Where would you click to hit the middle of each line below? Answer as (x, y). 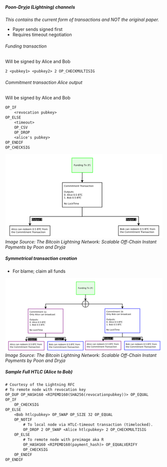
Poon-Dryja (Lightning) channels (40, 7)
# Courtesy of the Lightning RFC (40, 384)
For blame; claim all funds (39, 271)
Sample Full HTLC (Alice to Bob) (39, 372)
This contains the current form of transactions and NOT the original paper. (82, 19)
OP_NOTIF (23, 419)
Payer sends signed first (37, 29)
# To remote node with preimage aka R (63, 439)
